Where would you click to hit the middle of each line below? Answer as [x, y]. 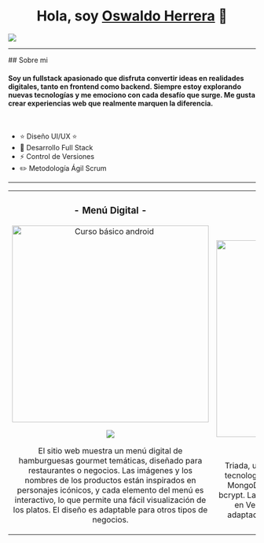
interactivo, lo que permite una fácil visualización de [110, 501]
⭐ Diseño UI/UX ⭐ [48, 136]
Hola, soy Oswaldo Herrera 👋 [132, 16]
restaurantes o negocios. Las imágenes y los [110, 471]
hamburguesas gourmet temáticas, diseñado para [110, 461]
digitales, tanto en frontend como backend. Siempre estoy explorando [125, 87]
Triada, [237, 466]
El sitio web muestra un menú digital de [110, 451]
